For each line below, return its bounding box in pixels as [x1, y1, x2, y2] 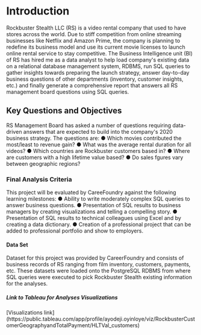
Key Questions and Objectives [6, 105, 122, 116]
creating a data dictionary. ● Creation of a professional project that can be [6, 221, 191, 228]
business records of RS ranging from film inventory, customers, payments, [6, 261, 191, 268]
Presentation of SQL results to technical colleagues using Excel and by [6, 214, 182, 222]
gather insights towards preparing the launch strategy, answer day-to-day [6, 69, 190, 76]
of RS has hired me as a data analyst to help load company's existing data [6, 56, 190, 63]
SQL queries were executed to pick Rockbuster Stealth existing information [6, 274, 193, 281]
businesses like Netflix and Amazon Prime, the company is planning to [6, 37, 181, 44]
